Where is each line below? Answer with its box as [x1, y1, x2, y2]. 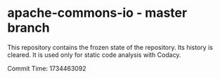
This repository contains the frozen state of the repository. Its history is [7, 43, 213, 51]
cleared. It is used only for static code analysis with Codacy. [7, 51, 181, 59]
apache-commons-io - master [7, 5, 188, 21]
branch [7, 20, 51, 36]
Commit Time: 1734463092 [7, 64, 86, 72]
